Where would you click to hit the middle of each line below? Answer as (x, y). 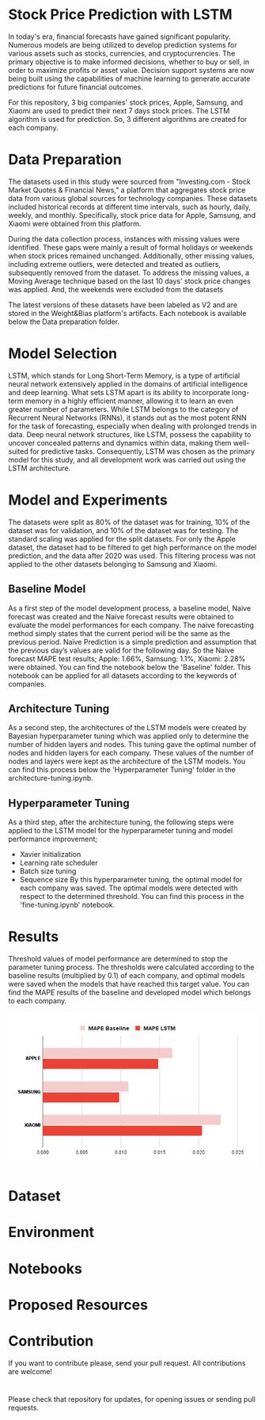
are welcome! (30, 1371)
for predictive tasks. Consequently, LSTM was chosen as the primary (143, 451)
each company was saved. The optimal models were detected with (129, 888)
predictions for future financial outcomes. (76, 87)
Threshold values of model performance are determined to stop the (118, 959)
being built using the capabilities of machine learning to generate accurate (129, 78)
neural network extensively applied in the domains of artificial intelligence (128, 384)
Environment (51, 1232)
